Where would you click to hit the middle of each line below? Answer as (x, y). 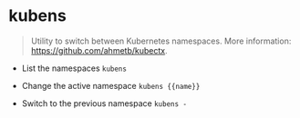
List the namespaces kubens (74, 68)
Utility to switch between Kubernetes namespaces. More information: (161, 41)
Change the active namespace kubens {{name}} (111, 85)
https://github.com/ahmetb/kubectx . (99, 50)
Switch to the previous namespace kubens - (104, 103)
